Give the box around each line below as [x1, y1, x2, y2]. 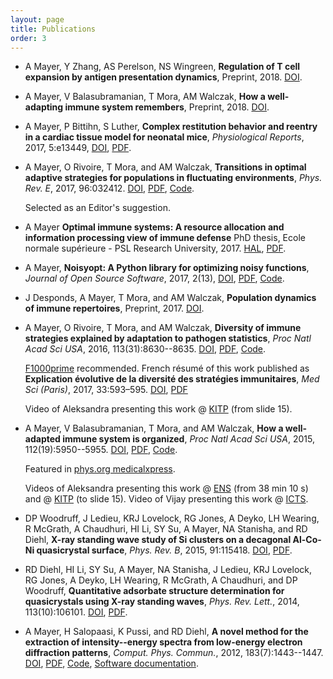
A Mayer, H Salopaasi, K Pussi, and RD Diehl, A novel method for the [24, 626, 309, 638]
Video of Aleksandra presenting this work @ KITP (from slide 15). [24, 403, 293, 415]
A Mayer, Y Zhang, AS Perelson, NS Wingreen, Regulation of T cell [24, 61, 301, 73]
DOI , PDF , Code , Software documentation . [24, 657, 199, 670]
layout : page [10, 14, 65, 25]
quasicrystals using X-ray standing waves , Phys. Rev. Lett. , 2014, [24, 596, 300, 608]
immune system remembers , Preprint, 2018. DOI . [64, 101, 270, 113]
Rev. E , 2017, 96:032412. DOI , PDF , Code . [24, 182, 195, 195]
